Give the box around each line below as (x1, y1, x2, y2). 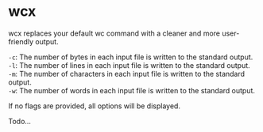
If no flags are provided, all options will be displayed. (8, 101, 181, 111)
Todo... (8, 116, 32, 126)
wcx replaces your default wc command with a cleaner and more (8, 28, 221, 38)
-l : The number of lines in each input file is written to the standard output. (8, 60, 250, 70)
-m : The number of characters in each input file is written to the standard (8, 69, 245, 78)
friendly (8, 36, 34, 46)
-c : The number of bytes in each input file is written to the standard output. (8, 52, 253, 62)
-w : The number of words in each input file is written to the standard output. (8, 85, 256, 95)
